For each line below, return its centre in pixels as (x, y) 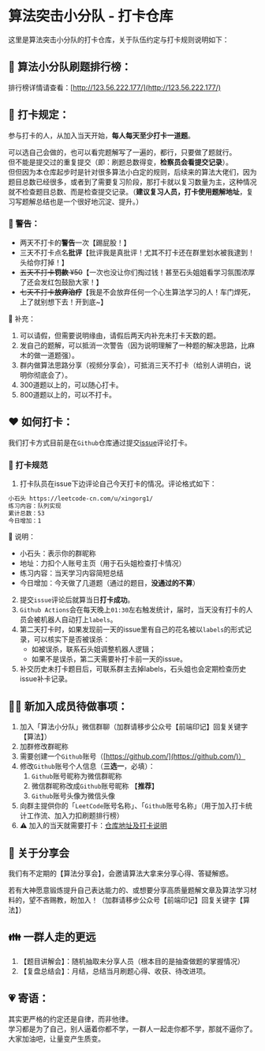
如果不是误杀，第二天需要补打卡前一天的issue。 (109, 659)
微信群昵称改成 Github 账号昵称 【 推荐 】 (95, 786)
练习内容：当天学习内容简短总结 (71, 573)
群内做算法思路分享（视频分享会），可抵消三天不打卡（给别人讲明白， (132, 365)
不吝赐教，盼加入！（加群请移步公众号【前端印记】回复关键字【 (139, 900)
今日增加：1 (25, 521)
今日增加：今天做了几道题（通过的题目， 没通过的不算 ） (109, 583)
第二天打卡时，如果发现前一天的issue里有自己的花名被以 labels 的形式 (132, 630)
